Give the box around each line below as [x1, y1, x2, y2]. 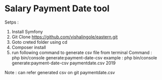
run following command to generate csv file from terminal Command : [11, 50, 152, 55]
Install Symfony [11, 28, 43, 34]
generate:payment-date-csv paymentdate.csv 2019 [11, 60, 116, 66]
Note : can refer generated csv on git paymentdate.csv [4, 69, 116, 75]
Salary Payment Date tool [4, 3, 110, 14]
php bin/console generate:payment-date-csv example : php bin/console [11, 54, 157, 60]
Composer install [11, 44, 46, 50]
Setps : [4, 19, 19, 25]
